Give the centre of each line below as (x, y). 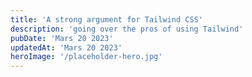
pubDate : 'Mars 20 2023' (62, 38)
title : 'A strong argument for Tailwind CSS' (106, 19)
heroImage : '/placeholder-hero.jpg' (86, 57)
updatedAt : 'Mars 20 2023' (66, 47)
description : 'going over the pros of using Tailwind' (127, 29)
